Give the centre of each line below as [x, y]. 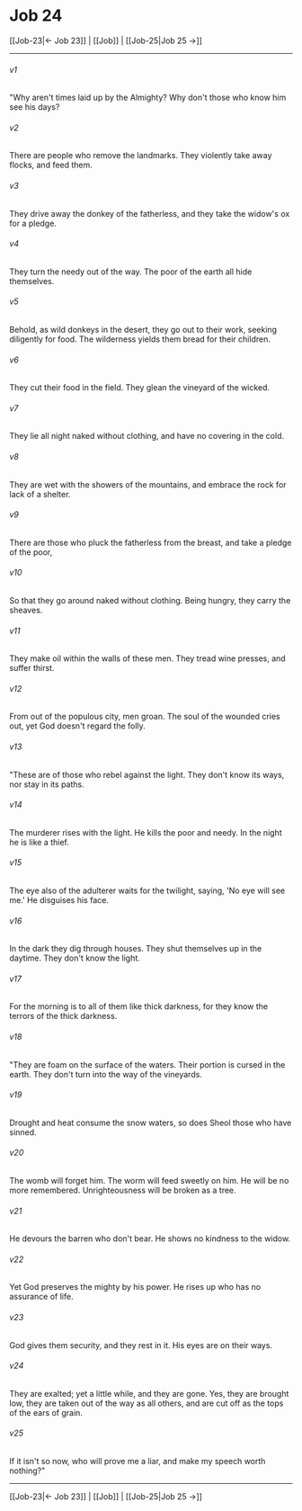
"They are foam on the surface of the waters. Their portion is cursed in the [147, 1064]
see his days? [35, 107]
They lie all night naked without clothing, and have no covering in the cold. [147, 436]
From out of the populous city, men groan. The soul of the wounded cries [145, 717]
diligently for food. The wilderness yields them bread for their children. [140, 339]
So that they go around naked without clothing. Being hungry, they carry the [150, 600]
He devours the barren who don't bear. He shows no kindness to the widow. [150, 1238]
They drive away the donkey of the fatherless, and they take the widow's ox [150, 213]
